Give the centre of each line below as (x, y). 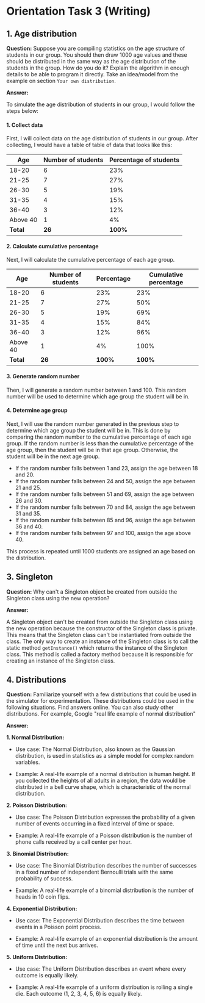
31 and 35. (28, 513)
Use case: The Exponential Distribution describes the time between (100, 921)
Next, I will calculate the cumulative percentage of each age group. (91, 260)
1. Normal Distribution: (35, 738)
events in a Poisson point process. (58, 927)
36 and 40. (29, 527)
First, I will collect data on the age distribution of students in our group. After (102, 138)
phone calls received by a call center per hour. (74, 842)
